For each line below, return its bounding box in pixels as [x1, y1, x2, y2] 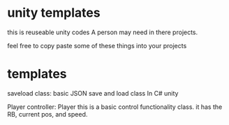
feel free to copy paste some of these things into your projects [7, 41, 187, 50]
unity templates [7, 5, 101, 21]
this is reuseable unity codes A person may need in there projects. [7, 28, 198, 36]
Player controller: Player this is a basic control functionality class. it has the [7, 103, 223, 111]
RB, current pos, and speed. [7, 110, 88, 118]
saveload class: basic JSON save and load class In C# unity [7, 89, 179, 97]
